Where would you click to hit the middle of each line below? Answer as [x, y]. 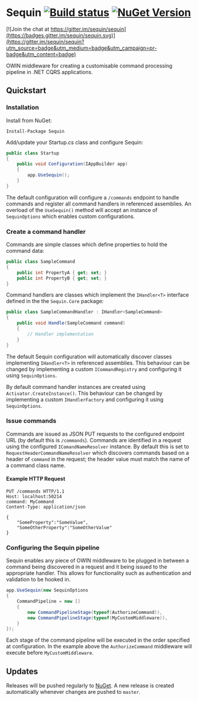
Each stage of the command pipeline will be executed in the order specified [98, 640]
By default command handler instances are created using [76, 387]
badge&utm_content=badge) [41, 54]
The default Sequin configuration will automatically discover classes [89, 356]
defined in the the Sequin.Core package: [55, 301]
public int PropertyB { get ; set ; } [62, 278]
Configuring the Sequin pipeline [53, 548]
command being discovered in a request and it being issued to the [87, 567]
